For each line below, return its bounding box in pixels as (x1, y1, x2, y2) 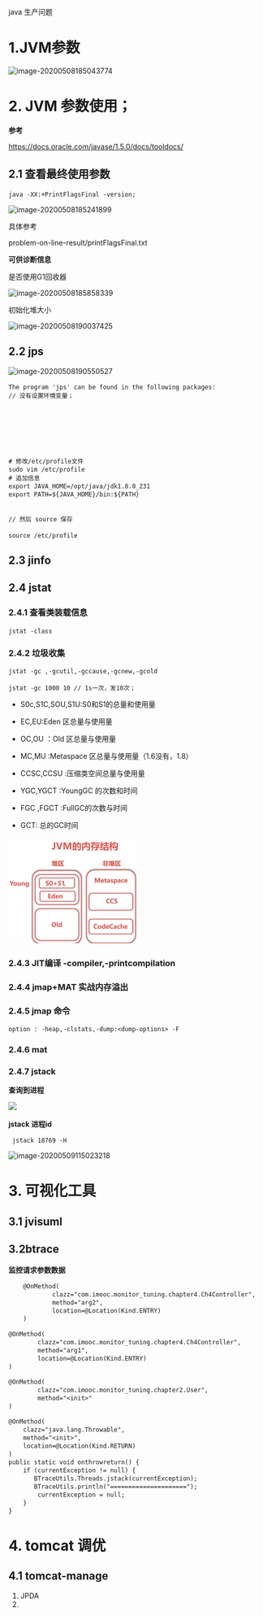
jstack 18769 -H (11, 1137, 67, 1145)
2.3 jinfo (8, 553, 51, 567)
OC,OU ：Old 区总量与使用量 (19, 734, 116, 743)
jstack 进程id (8, 1119, 53, 1129)
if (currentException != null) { (23, 1466, 136, 1474)
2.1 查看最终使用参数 (8, 168, 111, 181)
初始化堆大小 (8, 304, 51, 315)
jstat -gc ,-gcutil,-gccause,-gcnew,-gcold (8, 667, 158, 675)
